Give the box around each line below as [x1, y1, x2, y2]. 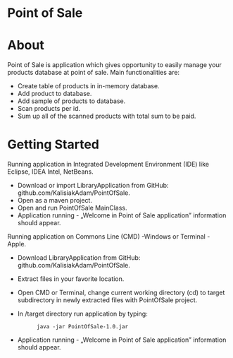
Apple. [7, 240, 27, 249]
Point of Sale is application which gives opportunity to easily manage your [7, 61, 222, 69]
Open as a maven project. [17, 196, 93, 205]
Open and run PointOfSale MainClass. [17, 203, 128, 213]
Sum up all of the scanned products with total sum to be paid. [17, 112, 196, 121]
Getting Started [7, 136, 100, 153]
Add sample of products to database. [17, 97, 126, 105]
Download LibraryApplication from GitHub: [17, 253, 141, 262]
